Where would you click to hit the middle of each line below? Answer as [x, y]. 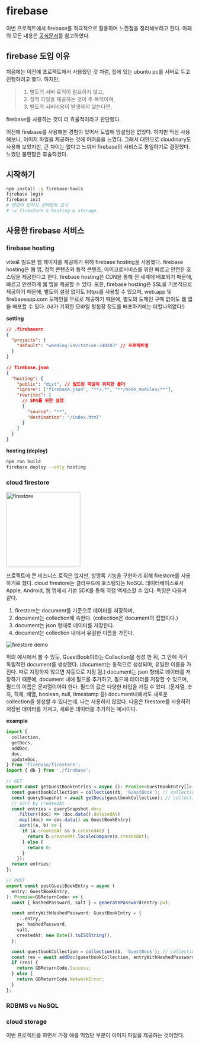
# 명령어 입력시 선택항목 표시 [37, 205]
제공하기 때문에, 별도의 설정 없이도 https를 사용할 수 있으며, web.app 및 [89, 291]
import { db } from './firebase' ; [49, 771]
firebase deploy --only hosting [46, 467]
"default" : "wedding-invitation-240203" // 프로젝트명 [83, 346]
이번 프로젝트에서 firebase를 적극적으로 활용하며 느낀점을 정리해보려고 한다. [94, 28]
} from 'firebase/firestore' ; [44, 765]
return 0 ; [39, 848]
